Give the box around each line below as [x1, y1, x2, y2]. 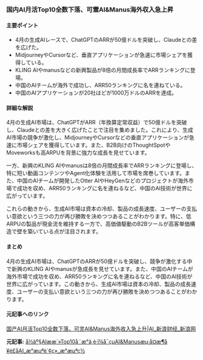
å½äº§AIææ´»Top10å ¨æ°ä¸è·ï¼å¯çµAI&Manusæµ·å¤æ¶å [25, 338, 168, 345]
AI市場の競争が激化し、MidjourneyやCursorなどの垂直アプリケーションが [6, 134, 190, 141]
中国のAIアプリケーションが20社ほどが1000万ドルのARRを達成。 [15, 89, 178, 96]
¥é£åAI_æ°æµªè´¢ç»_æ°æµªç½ [6, 347, 85, 354]
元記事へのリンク [6, 310, 49, 318]
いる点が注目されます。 [43, 228, 102, 235]
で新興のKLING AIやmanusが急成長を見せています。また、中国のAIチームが [6, 265, 194, 272]
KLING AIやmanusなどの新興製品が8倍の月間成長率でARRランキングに [15, 67, 191, 74]
